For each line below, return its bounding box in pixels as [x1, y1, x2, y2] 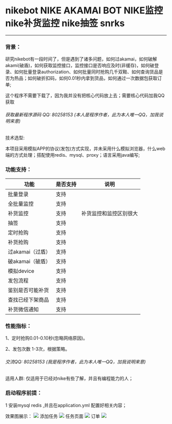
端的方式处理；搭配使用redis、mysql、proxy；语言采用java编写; [5, 152, 140, 158]
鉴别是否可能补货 [8, 286, 50, 293]
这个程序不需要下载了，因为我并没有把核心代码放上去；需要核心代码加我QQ [5, 93, 165, 99]
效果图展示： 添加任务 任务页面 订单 [5, 413, 100, 419]
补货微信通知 [8, 306, 39, 313]
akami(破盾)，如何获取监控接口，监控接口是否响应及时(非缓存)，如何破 [5, 62, 155, 69]
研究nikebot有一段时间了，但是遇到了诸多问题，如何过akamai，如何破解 [5, 56, 157, 62]
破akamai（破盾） [8, 258, 51, 265]
